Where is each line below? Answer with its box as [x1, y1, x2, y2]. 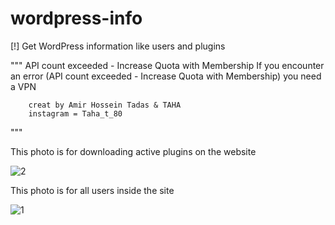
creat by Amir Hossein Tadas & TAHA [28, 100, 182, 110]
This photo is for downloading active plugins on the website [10, 145, 257, 157]
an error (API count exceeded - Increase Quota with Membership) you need [10, 70, 322, 82]
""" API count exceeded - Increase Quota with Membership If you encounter [10, 59, 325, 71]
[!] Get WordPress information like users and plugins [10, 40, 226, 52]
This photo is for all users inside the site [10, 184, 175, 196]
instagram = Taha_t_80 [28, 108, 123, 119]
